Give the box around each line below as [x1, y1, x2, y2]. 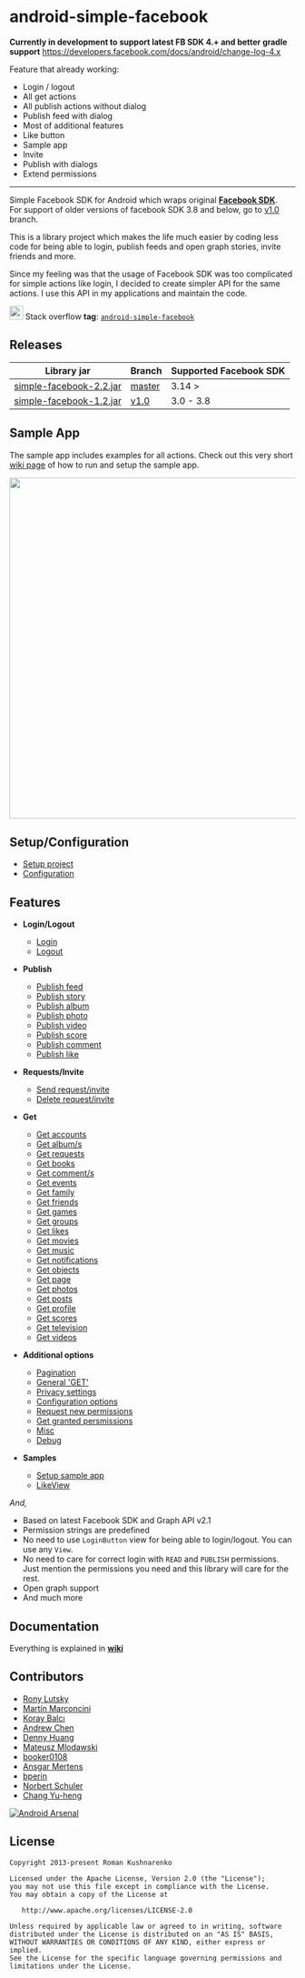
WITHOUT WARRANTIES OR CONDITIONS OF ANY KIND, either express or [9, 1937, 266, 1947]
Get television [35, 1322, 88, 1333]
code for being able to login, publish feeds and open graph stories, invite [9, 241, 281, 252]
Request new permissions [35, 1406, 133, 1417]
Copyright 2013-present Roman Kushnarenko [9, 1858, 172, 1867]
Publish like [35, 1049, 80, 1060]
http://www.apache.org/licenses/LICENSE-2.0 [21, 1905, 193, 1915]
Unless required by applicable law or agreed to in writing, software [9, 1922, 282, 1931]
